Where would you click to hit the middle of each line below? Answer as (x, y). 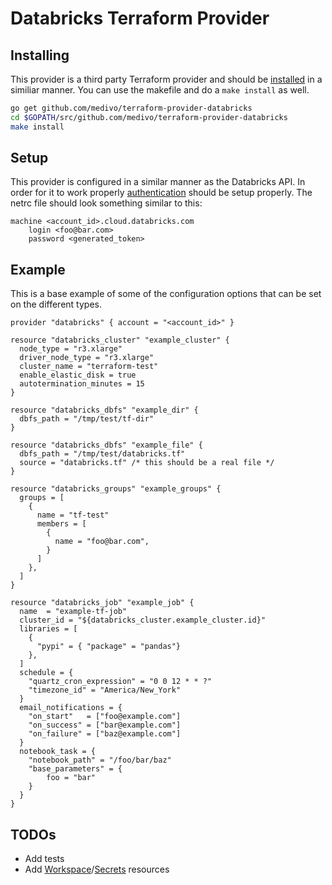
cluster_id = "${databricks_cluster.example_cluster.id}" (143, 620)
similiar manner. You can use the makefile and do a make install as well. (160, 90)
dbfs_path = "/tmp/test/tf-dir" (87, 419)
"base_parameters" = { (75, 769)
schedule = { (46, 673)
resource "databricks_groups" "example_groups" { (116, 489)
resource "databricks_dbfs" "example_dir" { (104, 410)
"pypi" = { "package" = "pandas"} (109, 647)
